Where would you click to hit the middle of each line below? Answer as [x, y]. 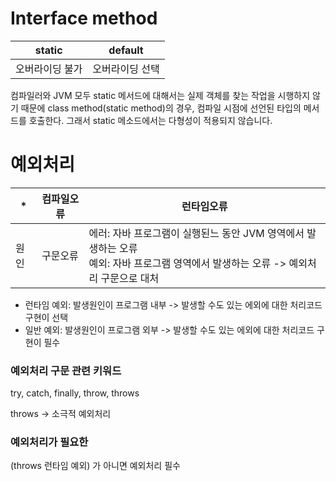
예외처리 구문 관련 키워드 [66, 370]
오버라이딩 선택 [126, 69]
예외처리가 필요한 [49, 442]
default [126, 50]
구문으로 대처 [130, 278]
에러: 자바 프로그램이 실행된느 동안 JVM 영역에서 [196, 233]
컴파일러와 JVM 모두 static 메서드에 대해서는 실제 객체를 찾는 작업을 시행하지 [160, 95]
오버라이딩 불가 [49, 69]
